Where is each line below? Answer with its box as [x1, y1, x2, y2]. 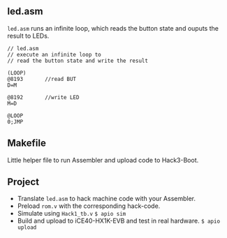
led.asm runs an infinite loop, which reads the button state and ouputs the [7, 24, 219, 32]
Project [7, 176, 40, 188]
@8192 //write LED [7, 94, 80, 101]
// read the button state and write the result [7, 57, 149, 64]
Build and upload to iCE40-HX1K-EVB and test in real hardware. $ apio [17, 216, 221, 225]
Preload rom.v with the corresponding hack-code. [17, 202, 161, 210]
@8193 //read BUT [7, 75, 77, 82]
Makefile [7, 137, 47, 149]
